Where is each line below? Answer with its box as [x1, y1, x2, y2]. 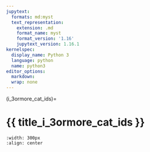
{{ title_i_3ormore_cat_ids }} [6, 116, 145, 129]
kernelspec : [6, 47, 35, 53]
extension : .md [16, 25, 54, 31]
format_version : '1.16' [16, 36, 75, 42]
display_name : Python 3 [11, 52, 69, 58]
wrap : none [11, 80, 38, 85]
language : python [11, 57, 54, 63]
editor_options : [6, 68, 46, 74]
